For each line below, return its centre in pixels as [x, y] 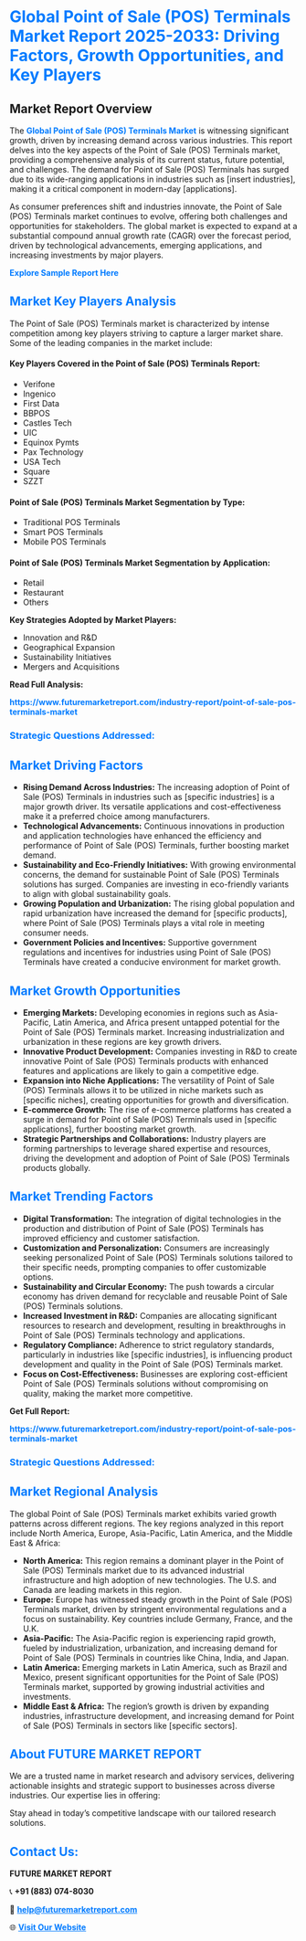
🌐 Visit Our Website [48, 1927]
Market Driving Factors [76, 765]
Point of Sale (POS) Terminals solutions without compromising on [145, 1383]
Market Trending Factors [81, 1197]
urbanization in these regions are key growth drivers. [122, 1041]
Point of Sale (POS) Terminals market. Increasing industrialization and [153, 1032]
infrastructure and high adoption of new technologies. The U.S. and [149, 1580]
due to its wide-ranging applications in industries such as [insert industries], [153, 179]
